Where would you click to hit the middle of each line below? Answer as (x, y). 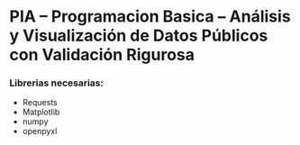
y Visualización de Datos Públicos (139, 36)
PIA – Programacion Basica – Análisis (150, 17)
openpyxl (40, 131)
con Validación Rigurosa (102, 55)
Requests (40, 103)
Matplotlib (41, 112)
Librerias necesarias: (56, 83)
